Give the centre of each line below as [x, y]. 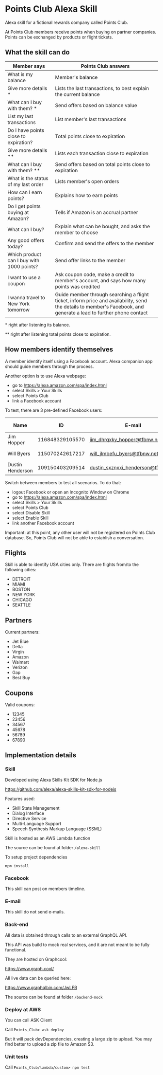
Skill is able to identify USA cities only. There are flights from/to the [72, 565]
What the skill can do [37, 52]
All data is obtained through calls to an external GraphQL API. [66, 935]
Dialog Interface [28, 813]
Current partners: [22, 632]
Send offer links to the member [90, 260]
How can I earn [25, 192]
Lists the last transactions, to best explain [102, 88]
